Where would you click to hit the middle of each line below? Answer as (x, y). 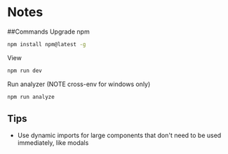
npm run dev (25, 71)
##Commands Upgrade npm (48, 31)
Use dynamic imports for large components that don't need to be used (119, 135)
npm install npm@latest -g (47, 44)
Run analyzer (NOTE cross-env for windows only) (79, 84)
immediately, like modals (53, 143)
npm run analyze (31, 97)
